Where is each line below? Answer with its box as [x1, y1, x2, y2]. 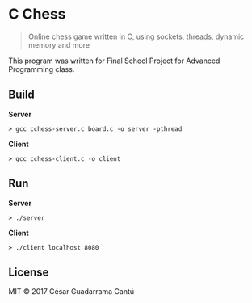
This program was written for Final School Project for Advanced [8, 56, 220, 65]
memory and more [27, 40, 90, 49]
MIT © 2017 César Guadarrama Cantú [8, 287, 135, 297]
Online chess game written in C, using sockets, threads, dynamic [27, 32, 245, 41]
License [8, 265, 49, 279]
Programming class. [8, 64, 75, 74]
